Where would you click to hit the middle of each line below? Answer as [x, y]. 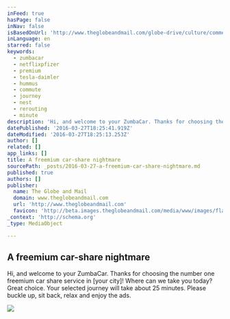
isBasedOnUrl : [27, 33]
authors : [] [24, 179]
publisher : [23, 186]
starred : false [29, 45]
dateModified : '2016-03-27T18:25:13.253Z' [68, 134]
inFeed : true [26, 13]
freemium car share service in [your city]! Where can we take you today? [110, 281]
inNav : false [26, 26]
